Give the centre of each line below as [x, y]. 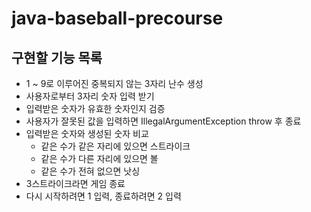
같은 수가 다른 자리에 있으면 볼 [99, 158]
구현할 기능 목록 [57, 57]
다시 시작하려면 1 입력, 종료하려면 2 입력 [103, 196]
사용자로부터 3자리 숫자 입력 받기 [90, 96]
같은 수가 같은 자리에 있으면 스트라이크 [115, 146]
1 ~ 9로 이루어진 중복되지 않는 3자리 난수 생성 [114, 83]
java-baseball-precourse [117, 18]
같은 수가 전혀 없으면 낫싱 [90, 171]
